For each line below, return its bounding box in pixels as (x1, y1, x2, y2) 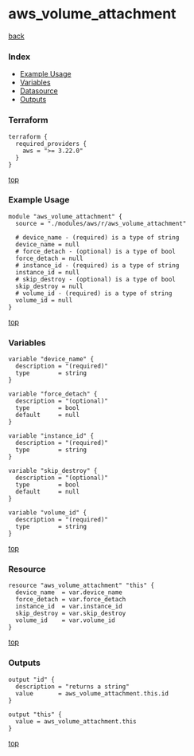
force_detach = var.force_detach (15, 596, 126, 604)
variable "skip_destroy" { (8, 467, 98, 475)
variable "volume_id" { (8, 509, 87, 517)
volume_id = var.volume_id (15, 616, 115, 624)
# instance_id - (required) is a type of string (15, 261, 180, 270)
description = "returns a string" (15, 683, 130, 691)
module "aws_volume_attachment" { (8, 212, 123, 220)
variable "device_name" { (8, 356, 94, 364)
